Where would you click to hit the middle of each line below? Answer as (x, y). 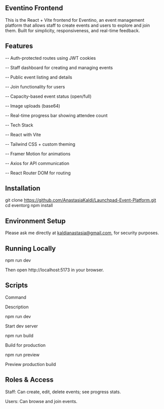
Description (17, 307)
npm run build (19, 335)
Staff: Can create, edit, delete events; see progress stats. (63, 392)
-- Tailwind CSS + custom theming (40, 144)
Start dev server (21, 326)
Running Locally (30, 248)
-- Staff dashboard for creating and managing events (59, 67)
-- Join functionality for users (35, 86)
